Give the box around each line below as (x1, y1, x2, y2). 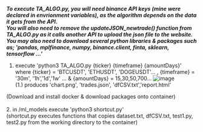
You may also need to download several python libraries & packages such (6, 38, 197, 44)
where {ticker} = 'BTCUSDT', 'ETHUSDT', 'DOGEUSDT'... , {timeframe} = (15, 68, 195, 75)
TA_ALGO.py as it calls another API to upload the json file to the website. (6, 31, 193, 38)
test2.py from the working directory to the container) (6, 119, 138, 126)
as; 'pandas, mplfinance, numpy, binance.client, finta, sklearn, (6, 44, 170, 51)
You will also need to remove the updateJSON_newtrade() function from (6, 24, 192, 31)
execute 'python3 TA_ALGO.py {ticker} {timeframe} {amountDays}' (15, 62, 182, 69)
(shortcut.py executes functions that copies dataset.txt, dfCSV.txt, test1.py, (6, 112, 193, 119)
